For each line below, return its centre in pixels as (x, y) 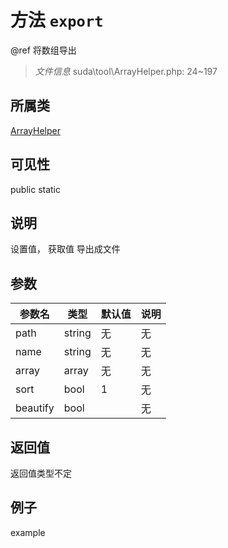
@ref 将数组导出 (43, 50)
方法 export (57, 20)
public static (36, 189)
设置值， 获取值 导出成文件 (65, 249)
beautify (35, 408)
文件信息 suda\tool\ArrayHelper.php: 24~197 (126, 71)
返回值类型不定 (41, 473)
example (28, 532)
